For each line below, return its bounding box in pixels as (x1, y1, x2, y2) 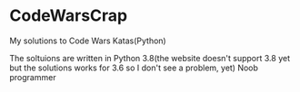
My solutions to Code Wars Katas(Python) (9, 35, 166, 46)
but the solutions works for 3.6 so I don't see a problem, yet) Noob (9, 62, 259, 73)
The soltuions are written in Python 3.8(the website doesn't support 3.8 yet (9, 52, 291, 63)
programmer (9, 71, 56, 82)
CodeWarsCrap (9, 5, 128, 26)
